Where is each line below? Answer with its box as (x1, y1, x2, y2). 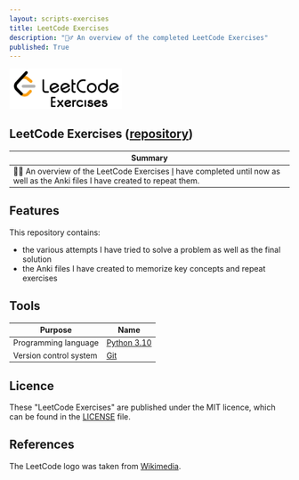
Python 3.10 (106, 338, 152, 348)
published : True (9, 43, 69, 52)
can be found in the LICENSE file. (9, 411, 132, 422)
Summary (131, 152, 168, 164)
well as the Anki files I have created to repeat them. (12, 175, 200, 186)
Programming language (12, 338, 100, 348)
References (9, 437, 75, 452)
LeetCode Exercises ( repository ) (9, 126, 194, 142)
